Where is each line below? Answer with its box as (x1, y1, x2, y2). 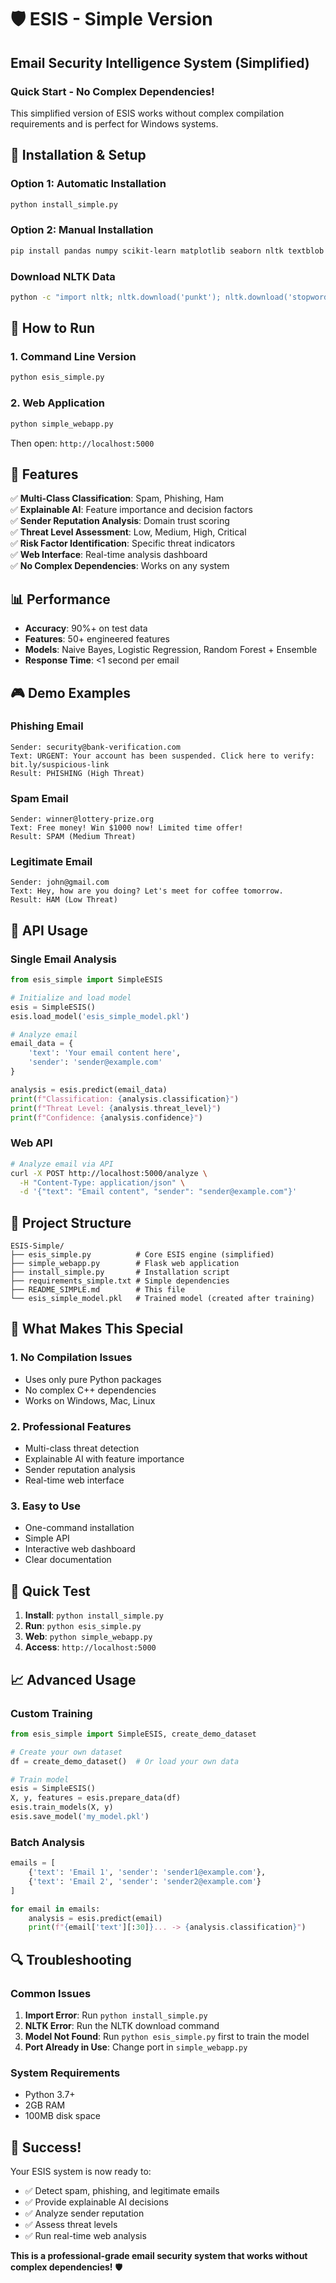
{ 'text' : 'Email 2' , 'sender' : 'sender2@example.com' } (28, 1876, 262, 1886)
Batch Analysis (10, 1835, 85, 1849)
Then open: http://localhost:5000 (10, 437, 155, 449)
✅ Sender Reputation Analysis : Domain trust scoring (10, 515, 230, 527)
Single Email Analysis (10, 952, 117, 966)
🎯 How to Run (10, 320, 96, 337)
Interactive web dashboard (24, 1543, 136, 1555)
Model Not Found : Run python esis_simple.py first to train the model (24, 2030, 310, 2042)
